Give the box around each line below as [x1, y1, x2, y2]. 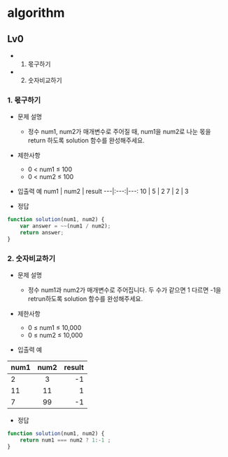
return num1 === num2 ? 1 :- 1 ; [20, 437, 111, 444]
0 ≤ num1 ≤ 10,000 [27, 324, 82, 332]
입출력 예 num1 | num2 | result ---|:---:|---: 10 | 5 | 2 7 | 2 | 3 [17, 187, 189, 196]
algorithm [7, 5, 65, 21]
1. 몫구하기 [7, 95, 41, 105]
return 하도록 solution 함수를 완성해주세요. [27, 136, 145, 145]
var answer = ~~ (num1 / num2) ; [20, 223, 111, 230]
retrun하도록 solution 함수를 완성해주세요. [27, 295, 143, 303]
